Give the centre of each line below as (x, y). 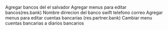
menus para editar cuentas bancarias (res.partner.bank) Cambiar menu (79, 18)
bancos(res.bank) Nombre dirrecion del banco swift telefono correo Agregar (84, 12)
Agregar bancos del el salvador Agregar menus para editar (66, 7)
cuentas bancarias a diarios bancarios (45, 23)
